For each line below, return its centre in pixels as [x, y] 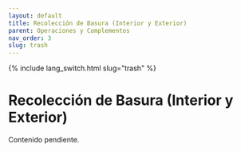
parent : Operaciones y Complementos [69, 30]
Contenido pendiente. [44, 140]
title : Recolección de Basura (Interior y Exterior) [98, 23]
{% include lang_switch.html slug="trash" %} [83, 68]
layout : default [35, 16]
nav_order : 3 [30, 38]
